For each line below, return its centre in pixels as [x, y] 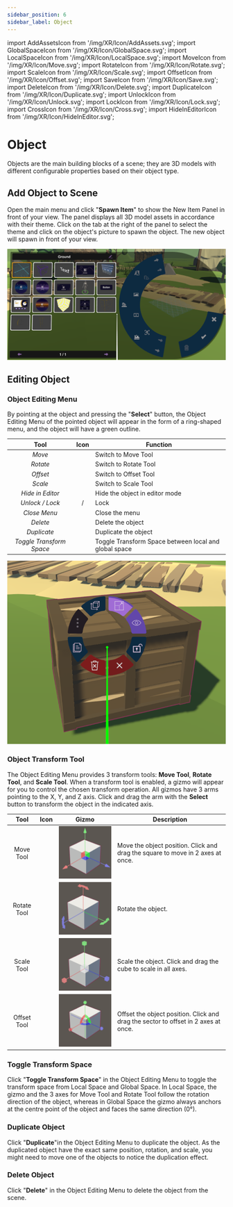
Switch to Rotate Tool [125, 464]
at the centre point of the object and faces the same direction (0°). [102, 1109]
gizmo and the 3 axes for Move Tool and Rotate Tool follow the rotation [109, 1094]
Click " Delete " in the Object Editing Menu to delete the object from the [108, 1190]
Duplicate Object [36, 1127]
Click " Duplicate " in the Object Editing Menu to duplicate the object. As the [114, 1142]
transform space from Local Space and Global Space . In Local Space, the [112, 1087]
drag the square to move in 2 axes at [169, 853]
